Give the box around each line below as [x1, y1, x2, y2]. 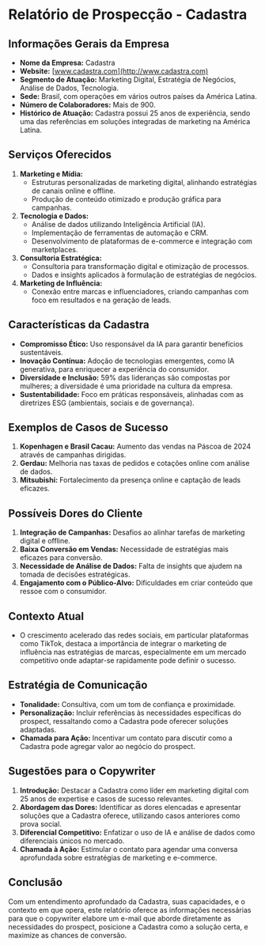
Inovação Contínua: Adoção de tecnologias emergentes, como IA [19, 356, 235, 365]
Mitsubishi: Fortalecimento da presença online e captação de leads [19, 475, 241, 485]
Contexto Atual [8, 609, 85, 622]
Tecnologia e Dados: [19, 211, 89, 221]
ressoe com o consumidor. [19, 587, 107, 596]
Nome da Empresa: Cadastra [19, 58, 115, 67]
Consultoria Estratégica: [19, 253, 102, 263]
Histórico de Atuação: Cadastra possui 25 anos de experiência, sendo [19, 108, 251, 118]
